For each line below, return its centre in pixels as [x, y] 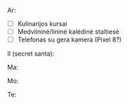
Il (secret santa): [31, 54]
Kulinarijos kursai [42, 24]
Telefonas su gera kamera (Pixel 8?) [69, 40]
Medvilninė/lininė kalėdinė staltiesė [68, 32]
